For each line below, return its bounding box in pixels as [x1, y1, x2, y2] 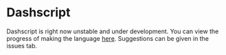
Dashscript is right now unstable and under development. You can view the [6, 27, 219, 35]
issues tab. [6, 41, 38, 50]
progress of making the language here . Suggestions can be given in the [6, 34, 209, 42]
